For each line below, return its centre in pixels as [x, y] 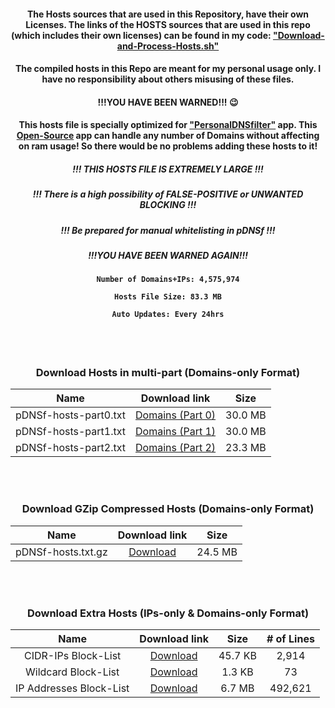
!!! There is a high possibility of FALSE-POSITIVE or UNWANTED [168, 194]
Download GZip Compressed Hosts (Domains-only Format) [168, 509]
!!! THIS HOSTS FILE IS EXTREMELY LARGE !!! [168, 169]
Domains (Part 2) [176, 448]
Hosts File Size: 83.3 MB [168, 297]
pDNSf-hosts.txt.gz [61, 552]
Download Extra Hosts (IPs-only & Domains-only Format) [168, 613]
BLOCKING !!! [168, 205]
